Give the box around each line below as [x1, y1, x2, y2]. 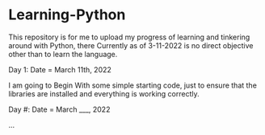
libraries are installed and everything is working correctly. [8, 88, 200, 98]
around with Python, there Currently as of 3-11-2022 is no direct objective [8, 40, 254, 50]
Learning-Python [8, 6, 126, 24]
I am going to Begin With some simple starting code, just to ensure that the [8, 80, 257, 90]
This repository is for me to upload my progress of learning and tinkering [8, 32, 250, 42]
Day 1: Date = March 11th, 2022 [8, 64, 111, 74]
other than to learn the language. [8, 49, 118, 59]
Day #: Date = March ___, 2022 [8, 104, 111, 114]
